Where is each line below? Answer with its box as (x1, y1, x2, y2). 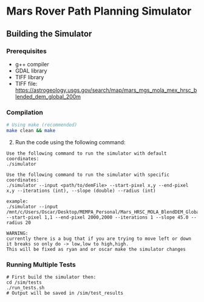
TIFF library (15, 73, 44, 80)
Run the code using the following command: (15, 138, 126, 146)
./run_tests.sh (6, 285, 45, 291)
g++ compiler (15, 60, 50, 68)
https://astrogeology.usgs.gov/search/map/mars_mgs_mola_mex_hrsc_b (15, 86, 197, 94)
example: (6, 198, 29, 205)
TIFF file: (15, 80, 38, 87)
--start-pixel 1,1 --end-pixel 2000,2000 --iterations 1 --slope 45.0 (6, 214, 189, 220)
